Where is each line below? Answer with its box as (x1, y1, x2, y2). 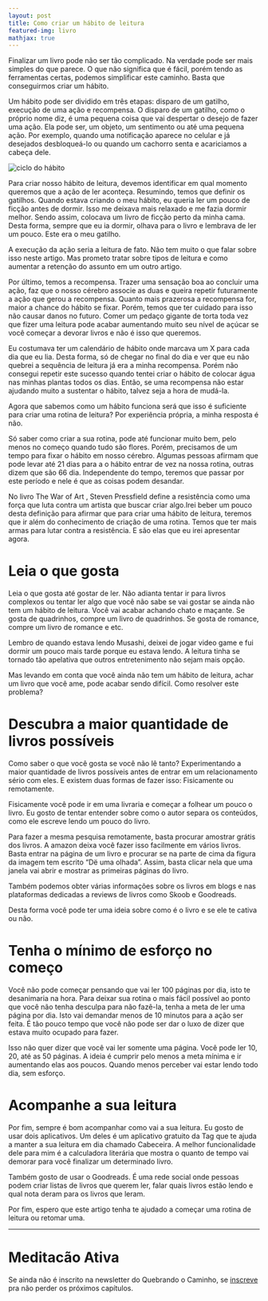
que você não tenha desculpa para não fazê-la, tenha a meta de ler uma (8, 1002, 246, 1012)
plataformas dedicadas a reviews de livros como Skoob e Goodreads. (8, 890, 237, 900)
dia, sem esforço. (8, 1069, 65, 1078)
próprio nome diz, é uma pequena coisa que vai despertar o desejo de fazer (8, 113, 258, 124)
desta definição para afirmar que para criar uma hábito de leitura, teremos (8, 508, 252, 519)
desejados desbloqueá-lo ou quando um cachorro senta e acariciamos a (8, 139, 247, 148)
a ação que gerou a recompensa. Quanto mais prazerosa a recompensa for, (8, 295, 257, 304)
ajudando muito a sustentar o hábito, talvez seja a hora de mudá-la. (8, 386, 230, 396)
